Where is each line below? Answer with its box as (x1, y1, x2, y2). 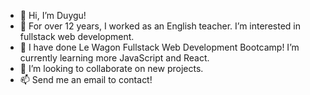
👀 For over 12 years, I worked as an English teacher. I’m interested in (19, 20, 301, 32)
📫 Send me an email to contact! (19, 74, 153, 85)
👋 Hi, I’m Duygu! (19, 10, 87, 21)
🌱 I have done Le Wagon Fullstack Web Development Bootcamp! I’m (19, 41, 300, 53)
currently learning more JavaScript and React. (19, 52, 210, 64)
